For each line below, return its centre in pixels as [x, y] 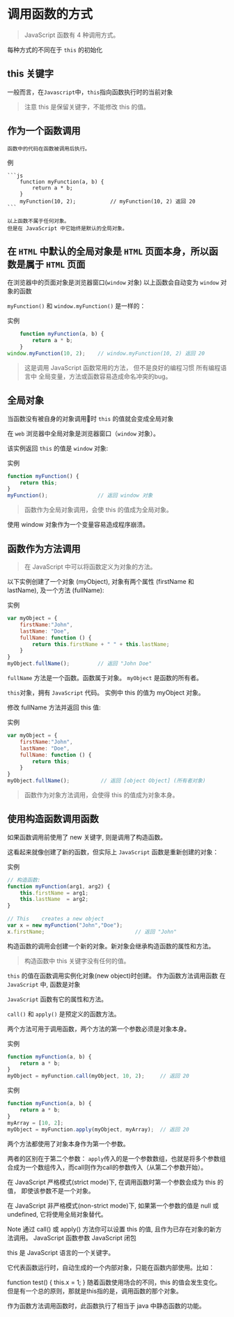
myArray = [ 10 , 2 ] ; [36, 1123]
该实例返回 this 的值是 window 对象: [58, 448]
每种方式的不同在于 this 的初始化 [55, 49]
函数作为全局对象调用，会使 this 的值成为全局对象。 [98, 510]
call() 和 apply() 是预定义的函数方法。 [64, 1014]
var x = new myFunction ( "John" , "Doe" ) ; [65, 925]
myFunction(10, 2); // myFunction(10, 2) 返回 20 [108, 201]
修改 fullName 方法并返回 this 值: [54, 707]
